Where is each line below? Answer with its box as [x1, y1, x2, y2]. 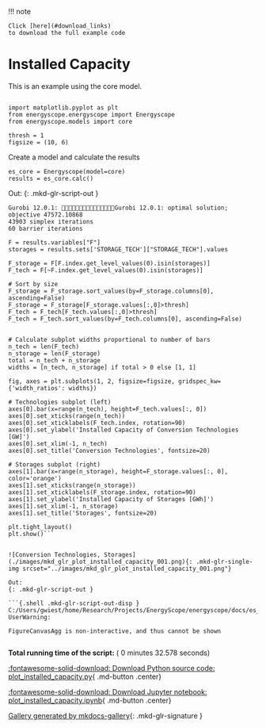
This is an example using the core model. [8, 81, 142, 90]
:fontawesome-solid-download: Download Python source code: [8, 663, 215, 672]
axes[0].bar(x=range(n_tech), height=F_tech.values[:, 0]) [8, 404, 207, 413]
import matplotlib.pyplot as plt [8, 103, 119, 112]
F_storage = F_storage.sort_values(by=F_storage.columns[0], [8, 287, 215, 295]
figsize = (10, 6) [8, 138, 69, 146]
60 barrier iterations [8, 224, 83, 232]
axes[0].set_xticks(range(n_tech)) [8, 412, 126, 420]
